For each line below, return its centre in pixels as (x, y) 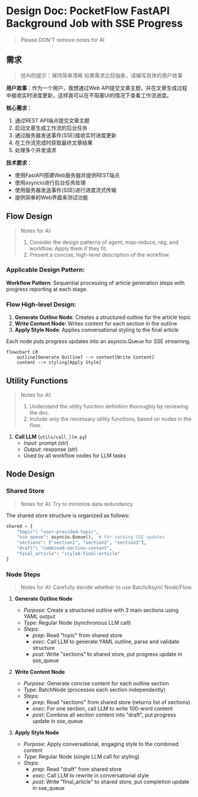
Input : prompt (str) (46, 443)
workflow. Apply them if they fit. (68, 248)
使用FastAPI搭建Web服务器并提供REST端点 (67, 175)
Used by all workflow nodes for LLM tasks (75, 455)
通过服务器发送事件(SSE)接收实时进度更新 (66, 135)
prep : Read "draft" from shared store (77, 769)
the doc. (40, 412)
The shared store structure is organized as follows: (68, 515)
